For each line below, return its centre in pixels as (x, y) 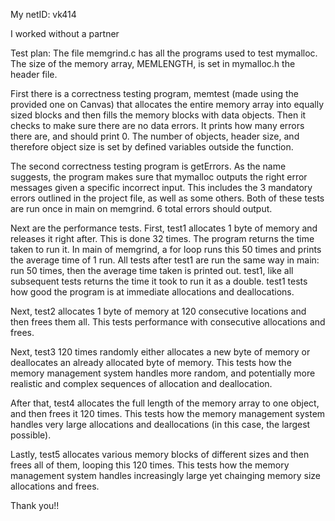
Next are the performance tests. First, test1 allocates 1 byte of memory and (164, 228)
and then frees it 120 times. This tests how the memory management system (168, 413)
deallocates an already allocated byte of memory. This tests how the (151, 362)
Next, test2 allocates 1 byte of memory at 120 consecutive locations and (158, 311)
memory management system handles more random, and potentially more (163, 373)
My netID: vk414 (43, 14)
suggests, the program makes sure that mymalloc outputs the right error (159, 177)
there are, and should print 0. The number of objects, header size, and (155, 136)
